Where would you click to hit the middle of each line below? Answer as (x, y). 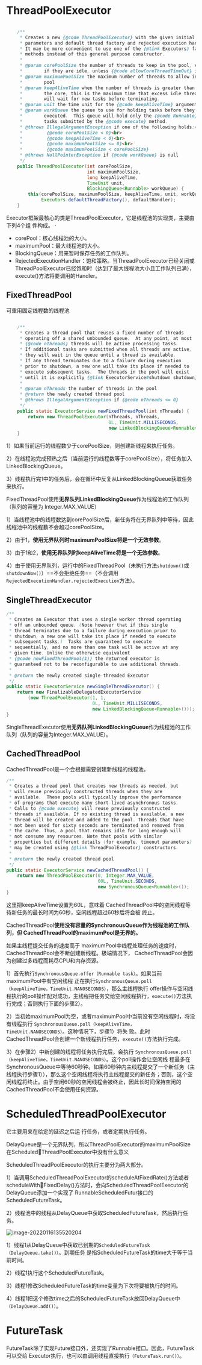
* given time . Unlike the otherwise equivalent (69, 653)
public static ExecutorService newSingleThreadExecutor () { (83, 687)
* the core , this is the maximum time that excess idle (100, 93)
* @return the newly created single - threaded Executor (79, 676)
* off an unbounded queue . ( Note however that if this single (88, 625)
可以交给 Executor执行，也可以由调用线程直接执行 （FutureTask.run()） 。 (96, 1355)
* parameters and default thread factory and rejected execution (103, 43)
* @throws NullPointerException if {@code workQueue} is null (99, 155)
